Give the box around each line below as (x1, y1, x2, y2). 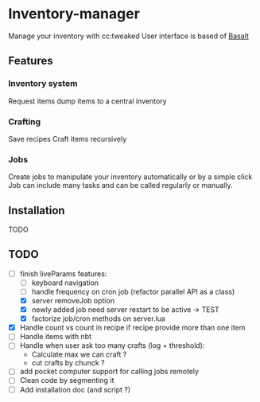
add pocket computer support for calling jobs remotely (19, 367, 200, 377)
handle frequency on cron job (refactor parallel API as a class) (31, 287, 235, 296)
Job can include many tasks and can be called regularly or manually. (8, 181, 233, 190)
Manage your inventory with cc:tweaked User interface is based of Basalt (8, 31, 249, 41)
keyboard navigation (31, 278, 99, 287)
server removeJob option (31, 296, 115, 306)
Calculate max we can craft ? (31, 349, 127, 359)
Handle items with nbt (19, 332, 92, 342)
